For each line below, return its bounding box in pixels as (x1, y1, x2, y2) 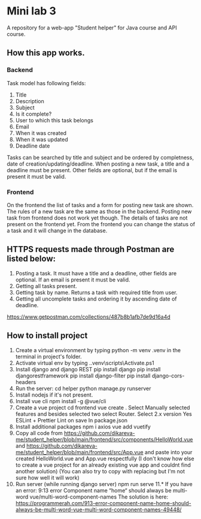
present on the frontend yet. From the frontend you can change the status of (7, 220, 196, 227)
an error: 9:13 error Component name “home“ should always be (15, 487, 172, 494)
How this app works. (7, 48, 86, 58)
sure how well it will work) (15, 474, 80, 481)
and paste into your (144, 448, 193, 455)
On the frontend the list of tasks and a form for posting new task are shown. (7, 201, 194, 208)
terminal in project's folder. (15, 353, 82, 360)
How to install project (7, 331, 88, 341)
